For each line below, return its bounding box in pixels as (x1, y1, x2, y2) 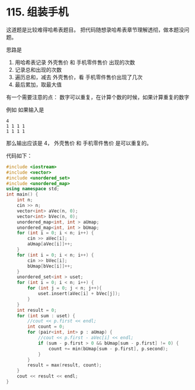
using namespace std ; (6, 186, 60, 192)
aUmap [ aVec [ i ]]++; (27, 241, 73, 247)
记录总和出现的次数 (14, 66, 62, 73)
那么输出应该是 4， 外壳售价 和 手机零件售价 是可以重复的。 (6, 139, 152, 146)
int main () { (6, 191, 39, 197)
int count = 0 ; (27, 324, 65, 330)
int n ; (17, 197, 33, 203)
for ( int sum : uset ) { (17, 312, 76, 319)
